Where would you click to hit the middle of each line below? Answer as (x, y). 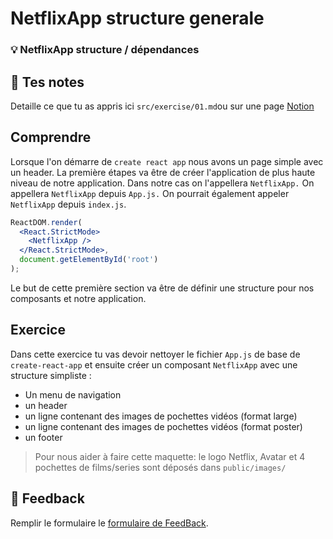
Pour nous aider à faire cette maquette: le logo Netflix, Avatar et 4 (170, 456)
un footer (43, 437)
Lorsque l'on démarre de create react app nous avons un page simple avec (167, 161)
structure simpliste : (51, 375)
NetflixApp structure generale (137, 18)
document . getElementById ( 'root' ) (89, 260)
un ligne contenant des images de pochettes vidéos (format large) (161, 416)
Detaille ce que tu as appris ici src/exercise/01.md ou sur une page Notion (162, 106)
